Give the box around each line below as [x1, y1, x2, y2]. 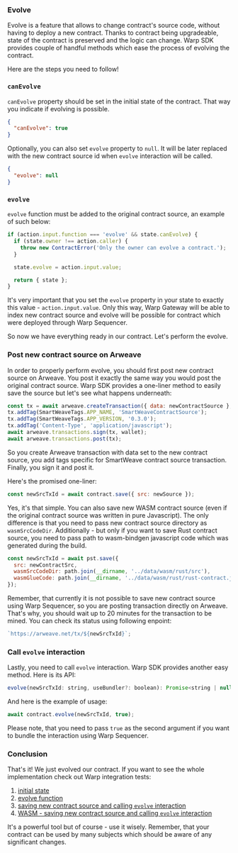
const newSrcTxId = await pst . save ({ [7, 554, 119, 562]
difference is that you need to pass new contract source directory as [7, 518, 208, 527]
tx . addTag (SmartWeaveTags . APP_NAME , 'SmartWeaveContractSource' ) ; [7, 409, 208, 416]
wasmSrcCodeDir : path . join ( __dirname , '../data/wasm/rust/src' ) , [13, 568, 211, 575]
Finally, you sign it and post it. [7, 463, 94, 472]
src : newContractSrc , [13, 562, 78, 569]
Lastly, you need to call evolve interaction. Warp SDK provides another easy [7, 663, 229, 671]
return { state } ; [13, 277, 69, 284]
